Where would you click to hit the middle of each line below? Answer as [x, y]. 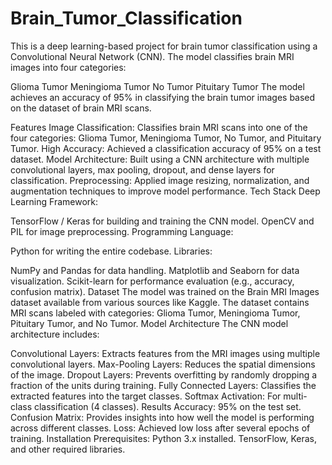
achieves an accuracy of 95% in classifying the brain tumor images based [163, 97]
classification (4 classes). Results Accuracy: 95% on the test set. [167, 406]
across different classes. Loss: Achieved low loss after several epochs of [160, 428]
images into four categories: [68, 67]
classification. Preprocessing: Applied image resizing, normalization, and [160, 180]
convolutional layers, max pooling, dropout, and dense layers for [142, 169]
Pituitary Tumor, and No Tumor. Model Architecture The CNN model [149, 323]
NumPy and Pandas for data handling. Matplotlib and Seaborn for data [155, 270]
